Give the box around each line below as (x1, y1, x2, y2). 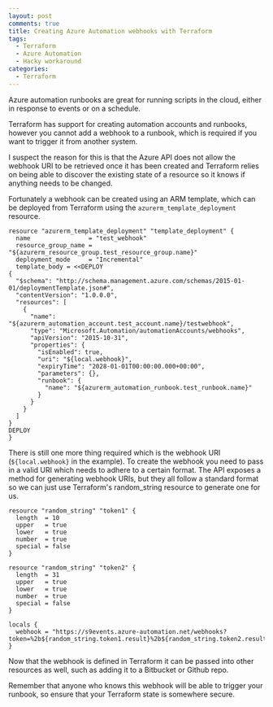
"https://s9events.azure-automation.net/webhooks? (51, 627, 227, 635)
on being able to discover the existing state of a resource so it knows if (8, 169, 245, 179)
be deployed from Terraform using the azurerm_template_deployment (8, 203, 237, 212)
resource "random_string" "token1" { (8, 506, 136, 515)
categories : (8, 65, 49, 73)
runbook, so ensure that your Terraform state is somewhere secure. (8, 689, 236, 699)
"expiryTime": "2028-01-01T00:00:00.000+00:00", (37, 362, 206, 370)
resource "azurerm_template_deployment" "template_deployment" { (8, 227, 234, 235)
